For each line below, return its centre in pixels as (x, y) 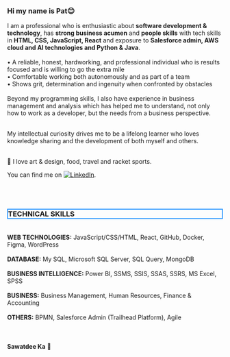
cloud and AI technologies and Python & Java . (74, 48)
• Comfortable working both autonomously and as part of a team (99, 77)
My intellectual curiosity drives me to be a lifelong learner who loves (103, 134)
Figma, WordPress (33, 244)
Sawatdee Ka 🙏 (29, 346)
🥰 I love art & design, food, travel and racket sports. (79, 162)
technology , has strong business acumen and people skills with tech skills (114, 33)
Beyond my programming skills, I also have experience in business (101, 99)
